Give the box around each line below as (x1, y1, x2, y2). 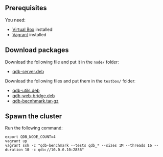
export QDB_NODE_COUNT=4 (5, 134, 56, 139)
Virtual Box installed (12, 26, 53, 32)
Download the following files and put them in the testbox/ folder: (5, 78, 136, 84)
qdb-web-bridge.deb (12, 93, 55, 99)
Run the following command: (5, 125, 63, 131)
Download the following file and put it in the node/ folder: (5, 59, 119, 65)
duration (5, 147, 23, 153)
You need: (5, 17, 26, 23)
